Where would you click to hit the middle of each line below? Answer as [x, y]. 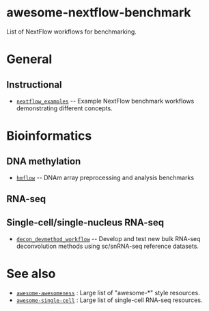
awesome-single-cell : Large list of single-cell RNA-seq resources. [109, 300]
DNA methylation [44, 161]
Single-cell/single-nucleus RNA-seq [85, 222]
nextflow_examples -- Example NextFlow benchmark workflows [105, 101]
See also [31, 274]
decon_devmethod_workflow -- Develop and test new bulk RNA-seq [108, 239]
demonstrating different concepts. [65, 108]
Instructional [34, 85]
